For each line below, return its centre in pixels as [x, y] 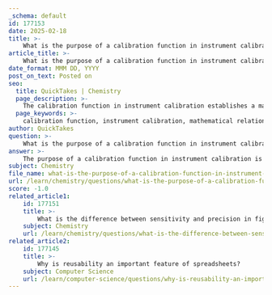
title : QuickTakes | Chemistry [68, 91]
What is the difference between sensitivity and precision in [144, 219]
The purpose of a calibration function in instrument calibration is [143, 158]
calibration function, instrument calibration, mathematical [128, 121]
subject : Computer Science [68, 272]
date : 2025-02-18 [38, 31]
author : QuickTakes [41, 129]
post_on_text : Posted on [50, 76]
